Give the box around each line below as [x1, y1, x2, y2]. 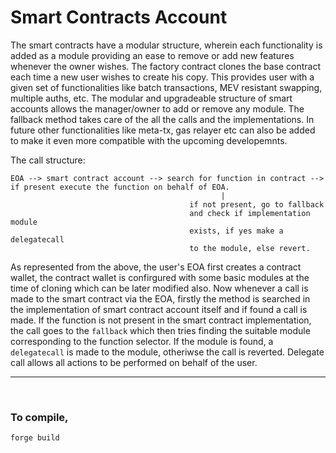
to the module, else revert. [189, 243, 311, 253]
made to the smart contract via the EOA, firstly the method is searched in [10, 292, 311, 305]
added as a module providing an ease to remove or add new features [10, 49, 295, 61]
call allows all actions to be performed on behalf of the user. [10, 356, 258, 368]
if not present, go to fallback [189, 199, 325, 210]
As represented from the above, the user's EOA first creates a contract [10, 261, 302, 273]
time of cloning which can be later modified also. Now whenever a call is [10, 282, 309, 294]
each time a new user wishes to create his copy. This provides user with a [10, 71, 315, 83]
